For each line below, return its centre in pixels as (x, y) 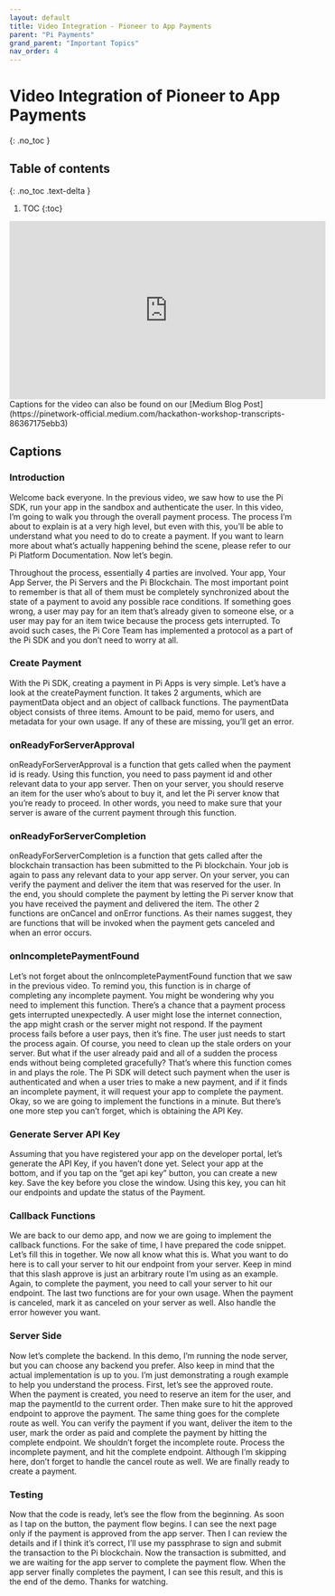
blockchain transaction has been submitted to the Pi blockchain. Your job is (149, 865)
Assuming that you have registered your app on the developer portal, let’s (146, 1154)
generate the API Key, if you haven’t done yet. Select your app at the (136, 1163)
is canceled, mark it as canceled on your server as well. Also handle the (143, 1303)
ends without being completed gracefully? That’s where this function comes (150, 1062)
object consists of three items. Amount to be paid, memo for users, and (142, 712)
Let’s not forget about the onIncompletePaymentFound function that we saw (151, 976)
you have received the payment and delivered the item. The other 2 (135, 904)
